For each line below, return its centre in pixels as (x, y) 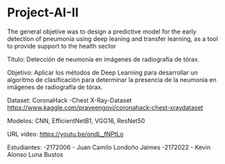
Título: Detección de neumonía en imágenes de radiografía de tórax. (104, 59)
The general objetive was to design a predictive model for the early (102, 31)
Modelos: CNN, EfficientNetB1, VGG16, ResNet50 (76, 120)
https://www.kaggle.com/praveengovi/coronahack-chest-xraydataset (105, 107)
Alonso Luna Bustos (35, 154)
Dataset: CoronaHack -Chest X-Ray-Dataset (70, 100)
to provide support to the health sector (62, 46)
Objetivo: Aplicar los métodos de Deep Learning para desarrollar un (103, 72)
